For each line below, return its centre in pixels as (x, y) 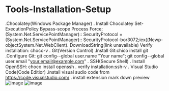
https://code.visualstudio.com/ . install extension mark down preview (78, 77)
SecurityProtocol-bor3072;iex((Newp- (123, 40)
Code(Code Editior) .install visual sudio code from (58, 72)
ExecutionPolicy (22, 28)
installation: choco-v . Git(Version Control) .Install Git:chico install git (77, 50)
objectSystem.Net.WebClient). (37, 45)
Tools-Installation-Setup (58, 9)
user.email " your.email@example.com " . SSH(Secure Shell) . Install (75, 61)
